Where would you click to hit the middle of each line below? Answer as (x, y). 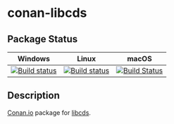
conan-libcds (47, 13)
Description (33, 95)
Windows (34, 59)
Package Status (43, 39)
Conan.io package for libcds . (49, 112)
